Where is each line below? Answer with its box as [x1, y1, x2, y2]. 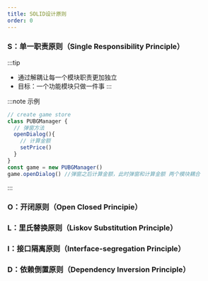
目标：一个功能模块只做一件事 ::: [17, 82, 112, 90]
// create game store [7, 111, 71, 118]
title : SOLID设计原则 [7, 10, 67, 18]
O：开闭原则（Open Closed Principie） [7, 202, 143, 212]
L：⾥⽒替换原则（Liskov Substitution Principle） [7, 223, 178, 233]
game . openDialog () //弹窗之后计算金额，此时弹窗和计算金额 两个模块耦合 [7, 170, 200, 177]
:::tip [7, 58, 21, 67]
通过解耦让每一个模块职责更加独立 [17, 72, 117, 82]
